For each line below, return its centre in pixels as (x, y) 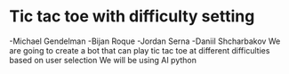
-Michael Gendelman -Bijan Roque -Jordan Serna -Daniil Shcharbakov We (145, 41)
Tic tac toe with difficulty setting (132, 16)
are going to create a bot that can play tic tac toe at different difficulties (140, 50)
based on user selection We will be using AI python (103, 60)
